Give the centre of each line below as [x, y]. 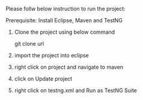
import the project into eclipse [51, 55]
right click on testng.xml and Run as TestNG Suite [76, 90]
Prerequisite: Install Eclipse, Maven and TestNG [64, 20]
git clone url [29, 44]
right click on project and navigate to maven [69, 67]
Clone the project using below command [65, 32]
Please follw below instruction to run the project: [65, 9]
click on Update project [43, 79]
